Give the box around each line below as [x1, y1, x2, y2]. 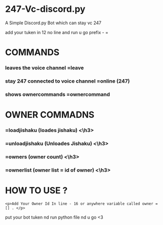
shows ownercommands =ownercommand [5, 90, 110, 97]
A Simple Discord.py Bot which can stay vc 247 [5, 20, 102, 26]
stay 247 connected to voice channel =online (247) [5, 78, 130, 85]
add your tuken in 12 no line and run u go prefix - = [5, 29, 109, 35]
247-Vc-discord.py [5, 3, 85, 15]
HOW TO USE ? [5, 184, 68, 196]
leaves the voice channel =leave [5, 64, 84, 71]
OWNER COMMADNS [5, 109, 95, 121]
